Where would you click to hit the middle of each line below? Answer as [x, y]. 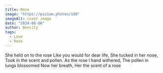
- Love [16, 37]
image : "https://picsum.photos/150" [42, 14]
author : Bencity [22, 28]
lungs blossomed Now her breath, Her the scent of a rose [63, 65]
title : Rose [17, 9]
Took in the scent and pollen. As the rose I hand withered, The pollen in [77, 60]
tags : [11, 32]
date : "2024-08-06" [25, 23]
